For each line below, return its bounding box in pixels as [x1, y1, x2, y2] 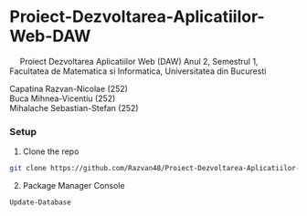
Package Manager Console [22, 180, 125, 191]
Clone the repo [22, 146, 79, 157]
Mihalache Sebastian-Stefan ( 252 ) [9, 102, 139, 113]
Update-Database [9, 198, 71, 207]
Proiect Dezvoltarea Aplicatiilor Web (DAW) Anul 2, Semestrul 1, [19, 56, 259, 67]
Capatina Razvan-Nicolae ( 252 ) [9, 83, 128, 94]
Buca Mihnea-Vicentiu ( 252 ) [9, 93, 116, 104]
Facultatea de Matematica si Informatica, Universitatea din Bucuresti [9, 66, 267, 77]
